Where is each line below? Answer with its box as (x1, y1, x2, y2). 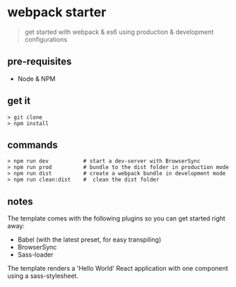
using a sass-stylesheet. (7, 271, 79, 280)
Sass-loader (17, 250, 54, 259)
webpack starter (7, 4, 107, 20)
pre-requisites (7, 56, 72, 68)
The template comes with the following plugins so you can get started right (7, 214, 226, 223)
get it (7, 95, 30, 107)
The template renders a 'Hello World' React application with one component (7, 264, 228, 273)
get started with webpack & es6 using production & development (24, 28, 214, 36)
